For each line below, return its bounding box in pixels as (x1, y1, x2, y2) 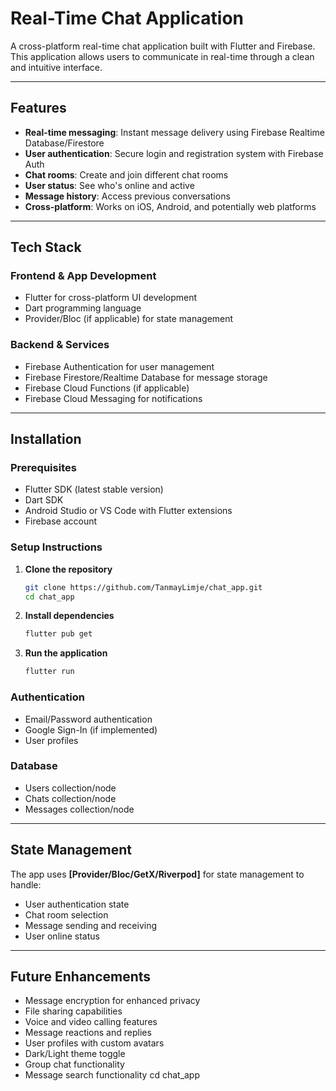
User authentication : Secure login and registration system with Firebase (24, 147, 324, 159)
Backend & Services (10, 338, 110, 352)
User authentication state (24, 898, 130, 910)
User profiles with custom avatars (24, 1037, 165, 1049)
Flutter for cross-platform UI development (24, 292, 198, 304)
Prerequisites (10, 461, 77, 475)
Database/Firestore (24, 137, 105, 149)
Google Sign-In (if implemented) (24, 723, 158, 736)
